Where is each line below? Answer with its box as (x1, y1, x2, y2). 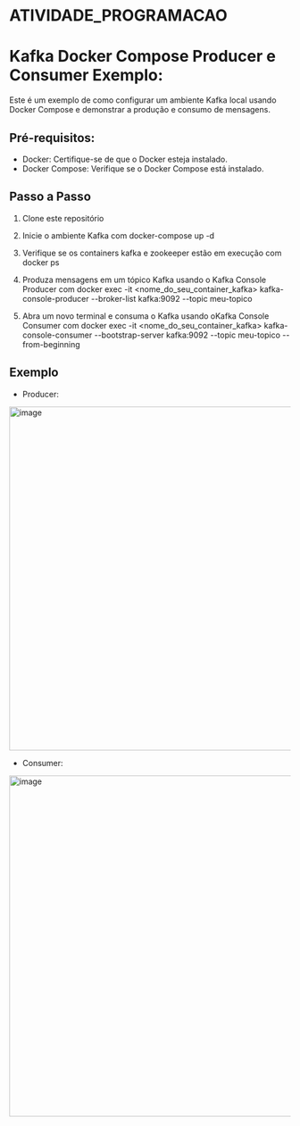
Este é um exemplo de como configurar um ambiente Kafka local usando (9, 95, 277, 105)
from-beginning (21, 338, 80, 349)
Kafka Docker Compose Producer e (9, 46, 277, 67)
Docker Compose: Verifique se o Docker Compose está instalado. (21, 163, 265, 174)
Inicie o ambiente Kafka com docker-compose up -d (21, 229, 215, 241)
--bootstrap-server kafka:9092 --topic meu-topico (94, 329, 281, 340)
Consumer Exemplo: (9, 65, 163, 86)
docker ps (21, 256, 60, 268)
